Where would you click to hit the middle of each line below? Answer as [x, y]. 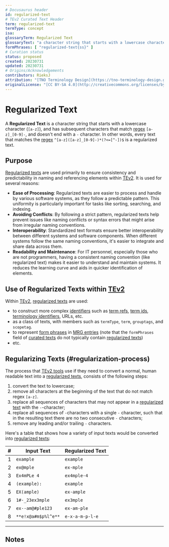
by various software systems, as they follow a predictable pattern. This [86, 199]
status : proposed [23, 57]
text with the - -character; [39, 407]
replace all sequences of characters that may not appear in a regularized [88, 402]
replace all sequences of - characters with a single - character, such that [88, 413]
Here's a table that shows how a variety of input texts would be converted [82, 433]
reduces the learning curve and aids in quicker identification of [77, 268]
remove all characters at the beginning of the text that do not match [82, 391]
